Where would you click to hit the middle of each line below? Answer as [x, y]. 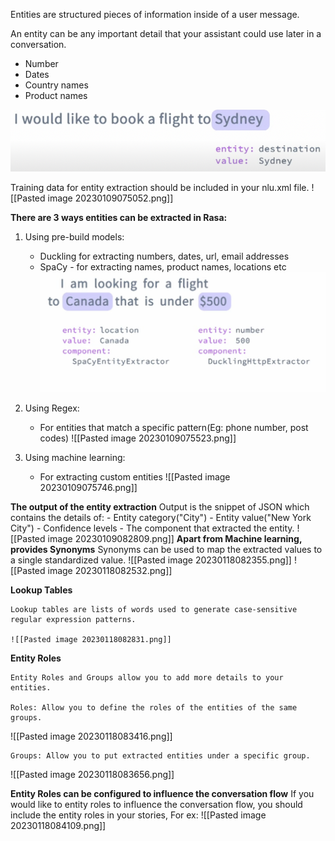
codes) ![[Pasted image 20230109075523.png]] [138, 438]
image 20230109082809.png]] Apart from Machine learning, [175, 539]
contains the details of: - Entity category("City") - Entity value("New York [161, 518]
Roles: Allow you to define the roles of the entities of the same [154, 708]
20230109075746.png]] [88, 488]
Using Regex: [52, 408]
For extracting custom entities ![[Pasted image [135, 477]
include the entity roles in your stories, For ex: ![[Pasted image [138, 815]
